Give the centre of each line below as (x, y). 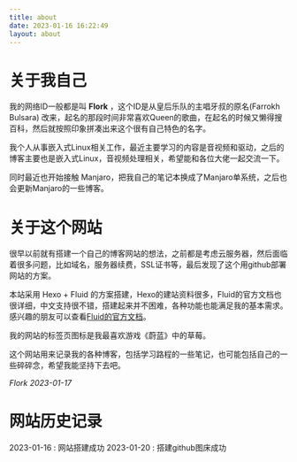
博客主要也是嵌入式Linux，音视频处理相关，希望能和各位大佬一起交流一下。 (147, 158)
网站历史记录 (56, 422)
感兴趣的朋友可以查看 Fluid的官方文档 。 (80, 317)
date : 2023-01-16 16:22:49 (59, 26)
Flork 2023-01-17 (41, 383)
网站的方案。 (32, 276)
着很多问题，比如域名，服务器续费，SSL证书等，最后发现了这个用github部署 (148, 265)
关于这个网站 (56, 227)
